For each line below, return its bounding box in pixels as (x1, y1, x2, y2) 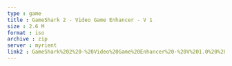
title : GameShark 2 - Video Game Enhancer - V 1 (7, 16, 153, 23)
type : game (7, 10, 41, 17)
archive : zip (7, 36, 48, 43)
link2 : (7, 49, 30, 56)
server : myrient (7, 42, 57, 49)
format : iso (7, 29, 45, 36)
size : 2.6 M (7, 23, 45, 30)
